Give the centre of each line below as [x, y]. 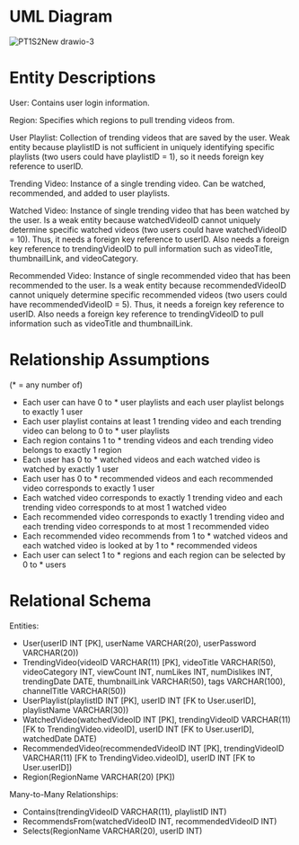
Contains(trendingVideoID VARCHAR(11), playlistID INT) [124, 812]
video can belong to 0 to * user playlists [96, 431]
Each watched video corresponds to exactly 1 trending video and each [152, 497]
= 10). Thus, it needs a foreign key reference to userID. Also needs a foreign [149, 239]
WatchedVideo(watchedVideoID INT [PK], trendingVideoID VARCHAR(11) [157, 719]
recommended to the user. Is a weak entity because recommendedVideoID [148, 285]
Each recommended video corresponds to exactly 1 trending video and [153, 516]
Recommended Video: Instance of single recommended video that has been [150, 275]
